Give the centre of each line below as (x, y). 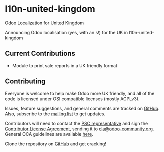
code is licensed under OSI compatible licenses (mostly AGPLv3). (72, 99)
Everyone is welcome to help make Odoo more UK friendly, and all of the (80, 93)
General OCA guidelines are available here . (49, 134)
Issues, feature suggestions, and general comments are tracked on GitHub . (82, 108)
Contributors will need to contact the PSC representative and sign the (77, 123)
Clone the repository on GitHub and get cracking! (56, 144)
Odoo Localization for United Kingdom (44, 23)
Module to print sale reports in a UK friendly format (65, 65)
